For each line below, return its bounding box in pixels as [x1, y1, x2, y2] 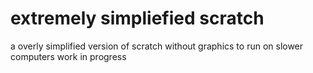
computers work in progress [10, 50, 127, 62]
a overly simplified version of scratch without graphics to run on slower [10, 40, 304, 52]
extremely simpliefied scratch [10, 7, 265, 30]
